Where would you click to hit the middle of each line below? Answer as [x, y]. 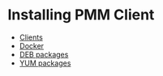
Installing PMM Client [81, 15]
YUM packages [45, 63]
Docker [32, 45]
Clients [31, 37]
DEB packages [44, 54]
